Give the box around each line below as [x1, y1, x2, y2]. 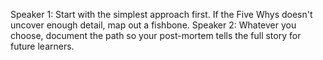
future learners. [10, 40, 75, 52]
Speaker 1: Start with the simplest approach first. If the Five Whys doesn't [10, 9, 313, 20]
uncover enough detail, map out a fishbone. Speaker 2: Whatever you [10, 19, 297, 31]
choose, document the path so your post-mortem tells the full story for [10, 30, 302, 41]
